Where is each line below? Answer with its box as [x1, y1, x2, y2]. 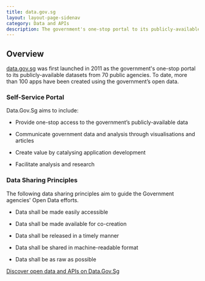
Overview [6, 48, 45, 59]
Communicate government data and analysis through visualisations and [15, 131, 195, 138]
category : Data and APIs [6, 20, 70, 26]
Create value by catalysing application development [15, 149, 146, 156]
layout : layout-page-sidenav [6, 15, 81, 21]
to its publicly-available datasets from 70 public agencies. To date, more [6, 71, 188, 79]
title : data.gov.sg [6, 9, 56, 15]
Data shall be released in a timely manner [15, 232, 120, 239]
